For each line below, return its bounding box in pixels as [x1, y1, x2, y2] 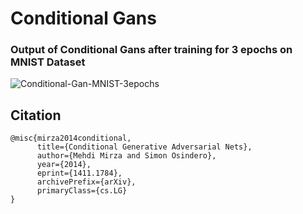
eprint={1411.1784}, [36, 168, 123, 179]
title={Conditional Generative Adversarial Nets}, [36, 142, 253, 152]
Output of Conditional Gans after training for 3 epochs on [10, 43, 293, 57]
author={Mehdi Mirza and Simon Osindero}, [36, 151, 217, 161]
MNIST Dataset [10, 55, 86, 69]
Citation [10, 107, 62, 124]
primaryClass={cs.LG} [36, 186, 128, 196]
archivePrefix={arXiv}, [36, 177, 137, 187]
